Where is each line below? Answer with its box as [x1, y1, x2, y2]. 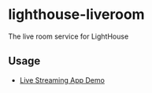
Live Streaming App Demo [19, 75, 105, 84]
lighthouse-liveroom [8, 6, 145, 24]
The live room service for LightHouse [8, 32, 129, 41]
